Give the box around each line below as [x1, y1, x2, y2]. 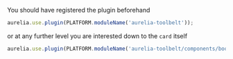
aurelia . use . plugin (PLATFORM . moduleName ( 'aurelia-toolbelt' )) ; [7, 19, 194, 26]
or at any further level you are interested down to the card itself [7, 31, 188, 40]
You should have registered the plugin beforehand [7, 6, 150, 14]
